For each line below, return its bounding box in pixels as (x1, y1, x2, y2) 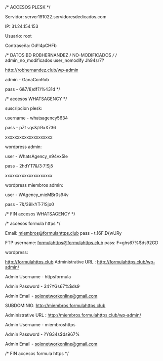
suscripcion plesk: (5, 105, 42, 111)
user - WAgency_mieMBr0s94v (5, 192, 69, 198)
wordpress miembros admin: (5, 182, 63, 188)
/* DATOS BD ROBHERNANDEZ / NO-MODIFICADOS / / (5, 52, 117, 58)
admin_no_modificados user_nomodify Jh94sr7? (5, 57, 105, 63)
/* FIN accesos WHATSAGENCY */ (5, 211, 76, 217)
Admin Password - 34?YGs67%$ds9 (5, 283, 80, 289)
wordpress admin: (5, 144, 42, 150)
